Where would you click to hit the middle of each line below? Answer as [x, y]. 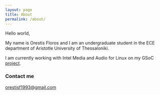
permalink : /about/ [25, 19]
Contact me [20, 76]
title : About [19, 14]
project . [13, 63]
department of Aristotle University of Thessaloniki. [57, 48]
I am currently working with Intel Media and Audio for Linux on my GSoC [79, 58]
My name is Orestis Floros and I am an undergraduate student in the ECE [80, 43]
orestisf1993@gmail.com [31, 87]
